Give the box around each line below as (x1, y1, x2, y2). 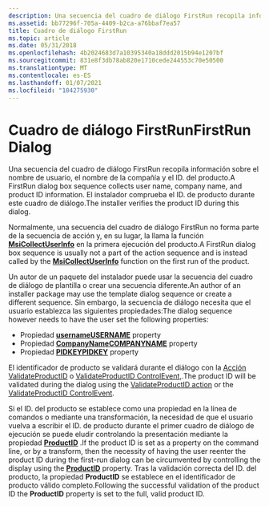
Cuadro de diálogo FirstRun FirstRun (8, 121, 251, 139)
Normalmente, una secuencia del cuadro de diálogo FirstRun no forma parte (8, 222, 259, 233)
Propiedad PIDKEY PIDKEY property (19, 347, 139, 357)
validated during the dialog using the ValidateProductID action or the (8, 380, 234, 390)
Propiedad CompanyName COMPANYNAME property (19, 338, 198, 349)
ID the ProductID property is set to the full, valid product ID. (8, 489, 205, 499)
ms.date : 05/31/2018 (8, 42, 78, 50)
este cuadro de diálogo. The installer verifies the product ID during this (8, 198, 239, 208)
